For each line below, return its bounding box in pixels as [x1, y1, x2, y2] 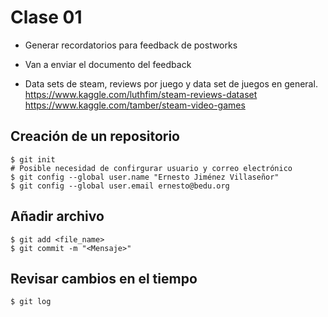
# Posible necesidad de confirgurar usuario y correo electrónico [10, 163, 293, 173]
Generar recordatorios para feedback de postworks [24, 39, 238, 51]
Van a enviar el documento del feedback [24, 58, 192, 70]
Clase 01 [10, 6, 83, 29]
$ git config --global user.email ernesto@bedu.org [10, 181, 230, 191]
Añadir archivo [10, 208, 105, 225]
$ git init [10, 154, 56, 165]
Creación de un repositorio [10, 128, 180, 145]
